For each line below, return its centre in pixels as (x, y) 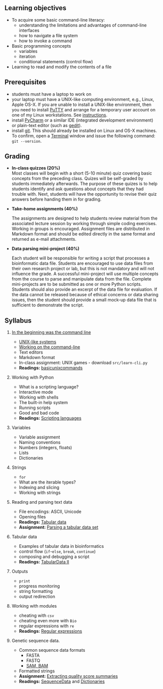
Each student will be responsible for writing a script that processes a (81, 258)
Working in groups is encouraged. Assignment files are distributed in (81, 229)
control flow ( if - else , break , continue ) (57, 552)
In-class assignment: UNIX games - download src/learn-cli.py (83, 363)
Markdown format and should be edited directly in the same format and (83, 234)
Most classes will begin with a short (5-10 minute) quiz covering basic (82, 173)
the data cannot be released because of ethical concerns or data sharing (85, 295)
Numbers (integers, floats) (45, 448)
